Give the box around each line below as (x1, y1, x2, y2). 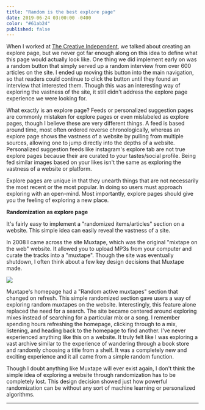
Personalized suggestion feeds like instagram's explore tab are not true (6, 146, 185, 153)
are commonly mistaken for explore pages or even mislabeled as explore (6, 113, 189, 121)
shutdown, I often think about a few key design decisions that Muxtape (6, 258, 184, 266)
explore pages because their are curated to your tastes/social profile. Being (6, 152, 196, 160)
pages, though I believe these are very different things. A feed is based (6, 120, 185, 127)
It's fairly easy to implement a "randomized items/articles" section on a (6, 220, 185, 228)
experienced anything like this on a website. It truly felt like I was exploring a (6, 334, 198, 341)
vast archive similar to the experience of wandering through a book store (6, 340, 190, 348)
